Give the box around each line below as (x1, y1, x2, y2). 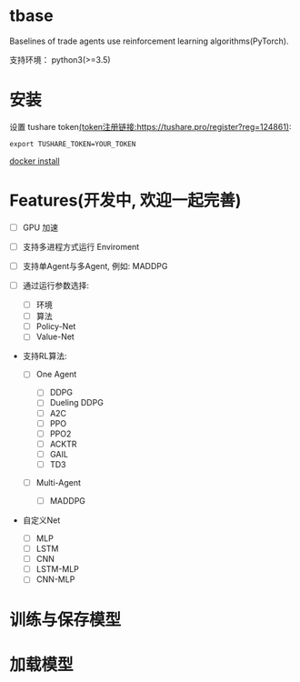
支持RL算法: (22, 351, 67, 362)
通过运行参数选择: (22, 280, 89, 291)
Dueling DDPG (49, 397, 105, 408)
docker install (9, 155, 61, 166)
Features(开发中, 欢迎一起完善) (9, 190, 242, 211)
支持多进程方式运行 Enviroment (22, 241, 140, 252)
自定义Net (22, 515, 61, 526)
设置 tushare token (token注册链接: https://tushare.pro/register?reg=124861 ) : (9, 121, 292, 132)
